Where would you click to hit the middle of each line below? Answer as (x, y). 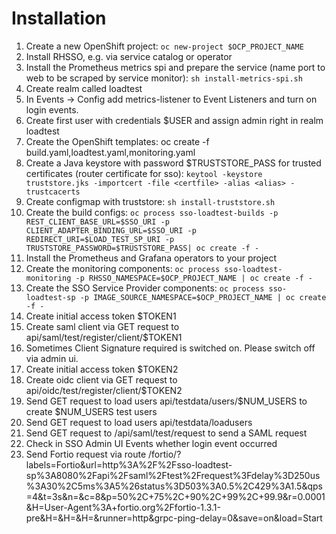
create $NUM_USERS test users (91, 411)
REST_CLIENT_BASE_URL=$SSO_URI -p (97, 222)
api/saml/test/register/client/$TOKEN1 (104, 337)
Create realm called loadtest (84, 88)
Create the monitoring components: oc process (123, 268)
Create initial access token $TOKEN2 (102, 369)
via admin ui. (52, 358)
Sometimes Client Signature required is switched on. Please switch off (170, 348)
